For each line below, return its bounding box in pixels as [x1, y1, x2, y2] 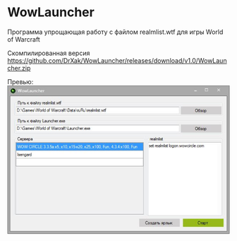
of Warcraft [7, 35, 40, 43]
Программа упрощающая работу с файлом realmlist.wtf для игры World [7, 28, 224, 36]
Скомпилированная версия [7, 49, 90, 57]
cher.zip [7, 64, 31, 72]
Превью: [7, 77, 34, 86]
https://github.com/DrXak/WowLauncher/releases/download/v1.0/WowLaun [7, 56, 227, 64]
